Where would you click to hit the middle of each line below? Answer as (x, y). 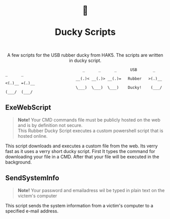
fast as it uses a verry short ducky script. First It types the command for (80, 151)
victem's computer (37, 196)
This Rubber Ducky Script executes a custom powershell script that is (90, 131)
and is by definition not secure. (50, 125)
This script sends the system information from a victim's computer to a (79, 205)
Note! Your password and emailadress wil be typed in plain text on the (91, 190)
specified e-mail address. (32, 211)
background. (19, 162)
